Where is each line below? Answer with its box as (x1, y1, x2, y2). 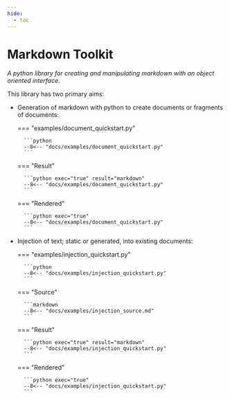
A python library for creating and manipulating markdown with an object (7, 69, 215, 78)
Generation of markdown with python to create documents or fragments (17, 103, 224, 111)
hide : (7, 10, 23, 17)
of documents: (17, 111, 60, 119)
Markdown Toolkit (7, 46, 114, 62)
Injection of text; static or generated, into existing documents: (17, 237, 193, 246)
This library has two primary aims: (7, 90, 105, 98)
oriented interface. (7, 77, 60, 85)
